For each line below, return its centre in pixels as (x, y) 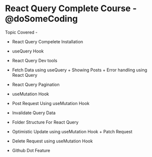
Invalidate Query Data (34, 113)
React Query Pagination (36, 84)
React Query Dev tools (34, 60)
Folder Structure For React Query (45, 122)
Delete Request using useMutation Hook (52, 141)
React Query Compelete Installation (48, 41)
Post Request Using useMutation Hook (51, 103)
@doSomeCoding (42, 19)
